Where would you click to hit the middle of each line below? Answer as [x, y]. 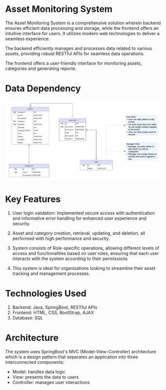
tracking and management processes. [51, 273]
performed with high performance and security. [61, 238]
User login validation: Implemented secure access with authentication [83, 213]
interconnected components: [35, 362]
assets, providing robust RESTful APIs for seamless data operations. [75, 54]
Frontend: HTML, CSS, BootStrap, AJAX [53, 312]
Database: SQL [28, 318]
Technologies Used [46, 293]
